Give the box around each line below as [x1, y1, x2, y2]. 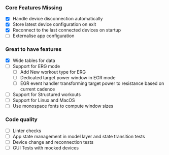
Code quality [5, 116, 38, 123]
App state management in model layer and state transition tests [12, 133, 145, 139]
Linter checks [12, 128, 42, 134]
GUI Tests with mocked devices [12, 144, 79, 151]
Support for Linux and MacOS [12, 97, 75, 103]
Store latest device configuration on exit [12, 21, 96, 27]
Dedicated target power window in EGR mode [20, 75, 116, 81]
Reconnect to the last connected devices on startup [12, 27, 121, 33]
